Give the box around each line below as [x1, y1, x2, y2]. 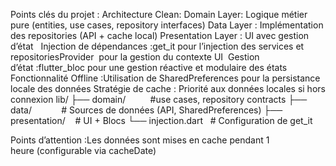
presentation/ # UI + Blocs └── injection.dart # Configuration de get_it [10, 115, 313, 126]
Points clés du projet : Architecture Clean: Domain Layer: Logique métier [10, 9, 308, 20]
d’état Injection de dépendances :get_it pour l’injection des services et [10, 40, 305, 52]
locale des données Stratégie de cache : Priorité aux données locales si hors [10, 83, 326, 94]
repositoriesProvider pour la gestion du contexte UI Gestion [10, 51, 260, 63]
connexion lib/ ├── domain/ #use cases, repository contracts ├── [10, 94, 308, 105]
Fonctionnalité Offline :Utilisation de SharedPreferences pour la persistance [10, 72, 321, 84]
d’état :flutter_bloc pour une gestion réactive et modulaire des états [10, 62, 288, 73]
